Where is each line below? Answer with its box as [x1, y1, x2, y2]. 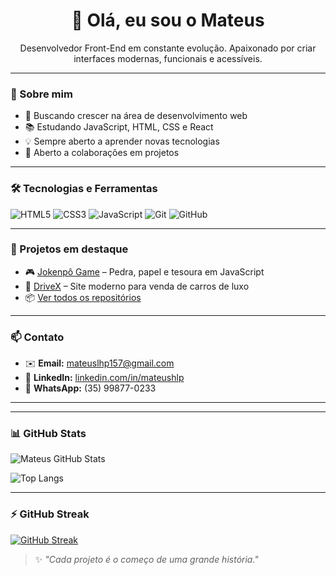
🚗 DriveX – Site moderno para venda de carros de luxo [24, 280, 250, 292]
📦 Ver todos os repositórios [24, 291, 142, 303]
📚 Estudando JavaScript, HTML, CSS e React [24, 121, 214, 133]
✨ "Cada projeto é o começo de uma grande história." [34, 553, 259, 565]
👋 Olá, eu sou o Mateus [71, 9, 265, 32]
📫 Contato [10, 330, 65, 344]
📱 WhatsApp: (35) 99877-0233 [24, 382, 157, 394]
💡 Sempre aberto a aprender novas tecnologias [24, 135, 220, 148]
